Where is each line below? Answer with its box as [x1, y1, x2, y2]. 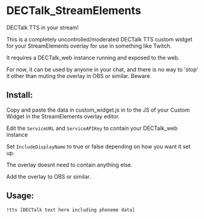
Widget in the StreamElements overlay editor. [6, 112, 120, 120]
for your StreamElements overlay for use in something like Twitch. [6, 42, 172, 49]
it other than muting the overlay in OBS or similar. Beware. [6, 72, 151, 79]
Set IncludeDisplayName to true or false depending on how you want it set [6, 143, 191, 150]
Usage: [6, 190, 35, 201]
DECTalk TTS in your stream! [6, 24, 79, 31]
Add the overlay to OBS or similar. [6, 173, 92, 180]
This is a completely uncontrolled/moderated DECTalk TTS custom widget [6, 35, 192, 43]
